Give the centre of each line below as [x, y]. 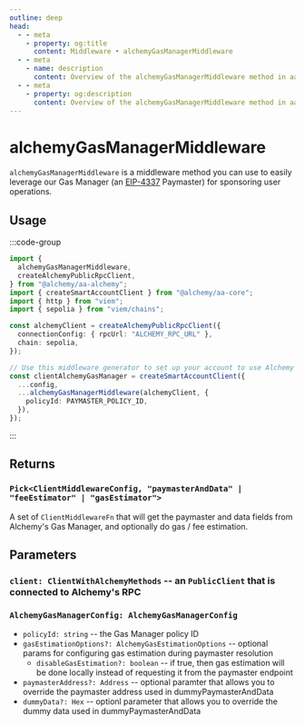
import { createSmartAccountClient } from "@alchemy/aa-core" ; [132, 293]
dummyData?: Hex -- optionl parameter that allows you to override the [150, 701]
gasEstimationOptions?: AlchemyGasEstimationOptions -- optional [145, 644]
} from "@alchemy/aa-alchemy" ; [69, 284]
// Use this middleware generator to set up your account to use [135, 367]
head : [20, 26]
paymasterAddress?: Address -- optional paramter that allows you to [148, 682]
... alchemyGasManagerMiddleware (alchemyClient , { [113, 393]
